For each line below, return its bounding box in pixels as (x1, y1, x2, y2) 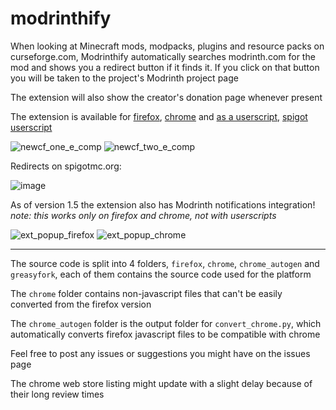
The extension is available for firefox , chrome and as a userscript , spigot (10, 110, 308, 122)
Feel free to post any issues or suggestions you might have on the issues (10, 347, 311, 359)
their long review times (10, 388, 105, 400)
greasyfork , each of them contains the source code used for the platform (10, 268, 312, 280)
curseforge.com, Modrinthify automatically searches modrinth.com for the (10, 50, 316, 62)
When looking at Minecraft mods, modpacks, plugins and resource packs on (10, 40, 325, 52)
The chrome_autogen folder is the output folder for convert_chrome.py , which (10, 317, 322, 329)
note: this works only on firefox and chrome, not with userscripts (10, 209, 277, 221)
